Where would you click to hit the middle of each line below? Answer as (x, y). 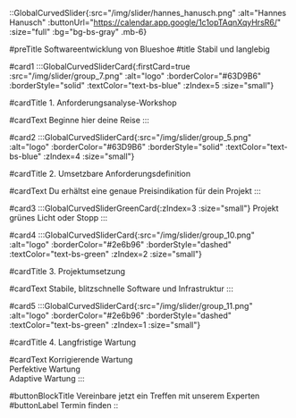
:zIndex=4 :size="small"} (89, 156)
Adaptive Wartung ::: (47, 378)
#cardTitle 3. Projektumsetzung (68, 271)
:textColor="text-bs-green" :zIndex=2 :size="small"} (106, 254)
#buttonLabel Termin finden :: (64, 405)
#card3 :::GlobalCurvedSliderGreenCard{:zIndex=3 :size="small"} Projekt (144, 208)
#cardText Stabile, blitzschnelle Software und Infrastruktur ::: (122, 288)
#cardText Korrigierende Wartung (71, 359)
